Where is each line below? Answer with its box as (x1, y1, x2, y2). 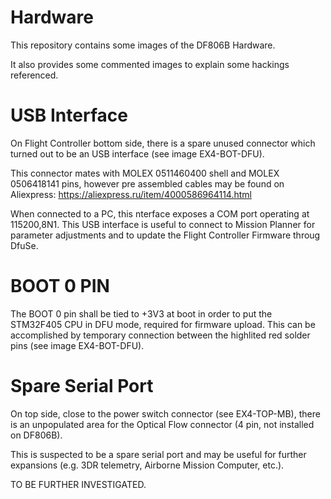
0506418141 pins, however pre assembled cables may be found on (10, 177, 285, 190)
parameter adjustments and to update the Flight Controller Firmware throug (10, 229, 321, 241)
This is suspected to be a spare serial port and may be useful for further (10, 448, 307, 460)
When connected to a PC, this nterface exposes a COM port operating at (10, 207, 310, 220)
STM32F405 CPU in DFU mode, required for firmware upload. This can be (10, 318, 316, 330)
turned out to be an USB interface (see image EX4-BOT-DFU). (10, 147, 265, 160)
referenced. (10, 69, 59, 81)
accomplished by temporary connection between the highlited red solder (10, 329, 311, 341)
